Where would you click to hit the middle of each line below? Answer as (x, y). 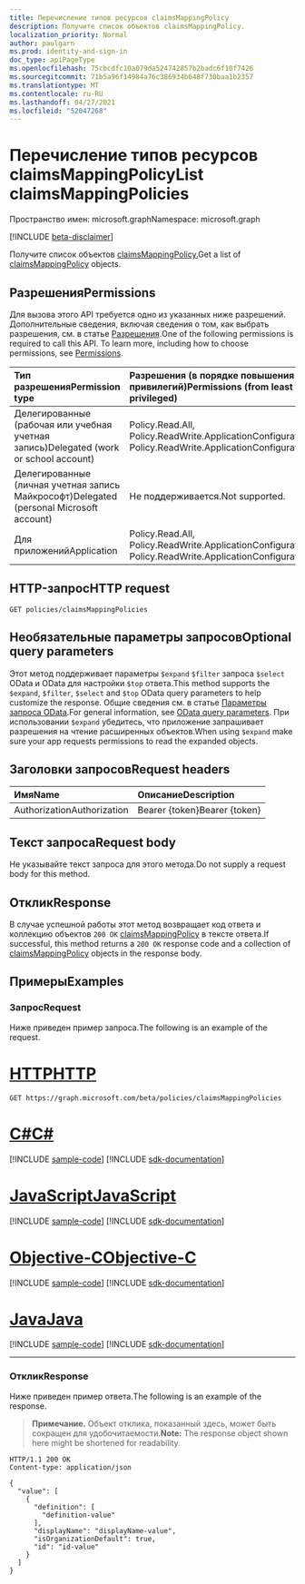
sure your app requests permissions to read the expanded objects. (134, 741)
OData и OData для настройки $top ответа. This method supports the (140, 683)
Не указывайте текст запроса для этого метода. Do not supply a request (148, 864)
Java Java (46, 1319)
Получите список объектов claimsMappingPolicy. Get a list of (125, 254)
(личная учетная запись (67, 485)
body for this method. (50, 874)
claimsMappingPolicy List (107, 175)
